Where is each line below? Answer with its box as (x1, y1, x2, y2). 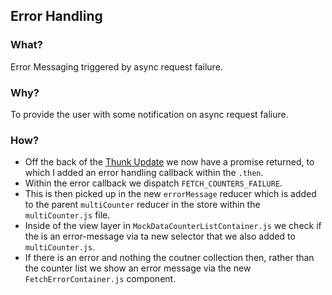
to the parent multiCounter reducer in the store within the (24, 199, 261, 211)
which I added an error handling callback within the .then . (24, 167, 264, 179)
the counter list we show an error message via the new (24, 262, 252, 274)
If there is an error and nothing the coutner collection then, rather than (24, 252, 315, 264)
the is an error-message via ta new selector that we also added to (24, 230, 296, 243)
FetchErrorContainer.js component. (24, 273, 177, 285)
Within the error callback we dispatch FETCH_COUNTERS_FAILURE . (24, 177, 283, 189)
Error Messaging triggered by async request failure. (10, 60, 223, 73)
